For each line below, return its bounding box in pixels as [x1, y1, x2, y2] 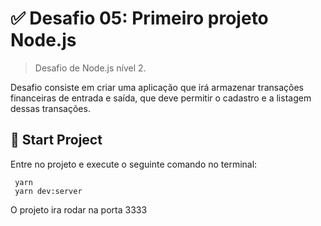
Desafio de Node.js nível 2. [34, 62, 147, 74]
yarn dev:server [14, 186, 83, 196]
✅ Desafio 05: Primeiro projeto [10, 7, 269, 30]
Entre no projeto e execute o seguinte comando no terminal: [10, 158, 258, 170]
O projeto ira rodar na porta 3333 [10, 203, 148, 216]
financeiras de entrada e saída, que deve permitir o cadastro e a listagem [10, 92, 312, 104]
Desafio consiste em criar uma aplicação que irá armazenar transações [10, 81, 304, 93]
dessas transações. [10, 102, 91, 114]
